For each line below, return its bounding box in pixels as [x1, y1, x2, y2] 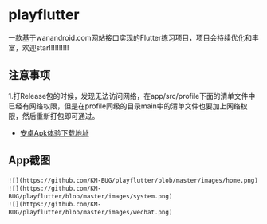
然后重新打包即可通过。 [22, 111, 100, 120]
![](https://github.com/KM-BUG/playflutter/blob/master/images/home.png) [8, 176, 259, 184]
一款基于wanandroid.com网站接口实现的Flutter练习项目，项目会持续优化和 [8, 33, 253, 42]
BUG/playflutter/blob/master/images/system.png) [8, 192, 173, 200]
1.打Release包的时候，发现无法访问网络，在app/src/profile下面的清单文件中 [8, 91, 256, 100]
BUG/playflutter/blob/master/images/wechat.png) [8, 208, 173, 216]
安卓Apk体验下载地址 [19, 128, 89, 137]
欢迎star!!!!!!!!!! [22, 42, 69, 53]
